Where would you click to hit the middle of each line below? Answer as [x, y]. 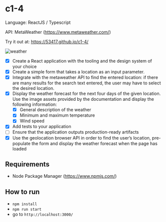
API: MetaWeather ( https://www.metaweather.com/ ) [58, 32]
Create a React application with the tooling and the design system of [82, 61]
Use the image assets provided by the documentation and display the [83, 99]
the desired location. [33, 88]
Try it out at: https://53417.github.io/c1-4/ [47, 41]
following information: [34, 104]
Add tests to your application [42, 127]
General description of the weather [55, 110]
